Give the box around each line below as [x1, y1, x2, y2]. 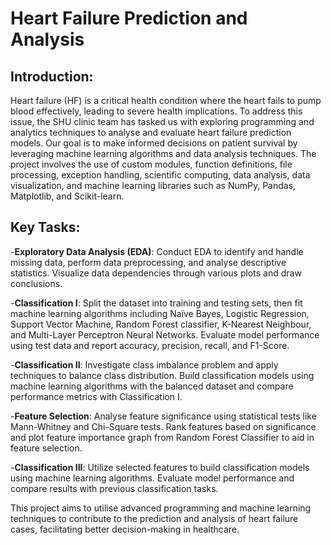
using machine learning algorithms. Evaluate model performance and [10, 472, 295, 484]
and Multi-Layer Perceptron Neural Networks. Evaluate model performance [10, 328, 320, 341]
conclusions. [10, 277, 63, 289]
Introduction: [10, 68, 94, 85]
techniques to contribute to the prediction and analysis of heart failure [10, 512, 299, 524]
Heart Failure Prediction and [10, 7, 248, 30]
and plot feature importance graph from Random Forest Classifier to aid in [10, 431, 315, 443]
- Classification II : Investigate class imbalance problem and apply [10, 358, 279, 371]
